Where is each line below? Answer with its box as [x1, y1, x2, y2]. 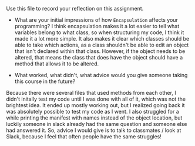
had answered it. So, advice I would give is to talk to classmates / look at [6, 127, 181, 134]
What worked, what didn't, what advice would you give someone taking [14, 72, 188, 78]
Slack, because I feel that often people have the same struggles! [6, 133, 162, 140]
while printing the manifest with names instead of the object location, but [6, 114, 183, 121]
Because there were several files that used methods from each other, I [6, 89, 176, 96]
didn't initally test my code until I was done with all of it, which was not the [6, 95, 186, 102]
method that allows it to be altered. [14, 60, 99, 67]
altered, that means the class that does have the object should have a [14, 54, 183, 61]
